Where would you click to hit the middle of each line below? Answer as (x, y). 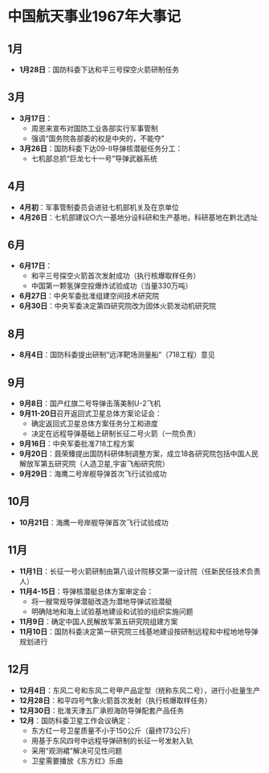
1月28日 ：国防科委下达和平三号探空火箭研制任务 (99, 70)
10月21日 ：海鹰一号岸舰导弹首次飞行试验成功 (94, 522)
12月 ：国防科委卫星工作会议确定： (76, 720)
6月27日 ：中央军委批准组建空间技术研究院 (89, 296)
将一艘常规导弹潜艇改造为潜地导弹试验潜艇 (102, 601)
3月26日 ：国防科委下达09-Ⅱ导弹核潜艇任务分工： (101, 148)
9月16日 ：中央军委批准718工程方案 (77, 444)
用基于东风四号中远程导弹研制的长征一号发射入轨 (112, 740)
